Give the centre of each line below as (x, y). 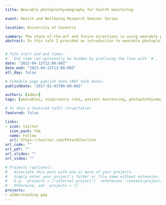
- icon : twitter (22, 126)
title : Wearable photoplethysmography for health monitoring (69, 10)
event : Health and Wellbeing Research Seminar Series (62, 18)
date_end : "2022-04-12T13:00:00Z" (41, 68)
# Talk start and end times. (35, 54)
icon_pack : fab (25, 131)
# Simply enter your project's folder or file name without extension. (83, 176)
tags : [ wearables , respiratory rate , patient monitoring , (66, 100)
